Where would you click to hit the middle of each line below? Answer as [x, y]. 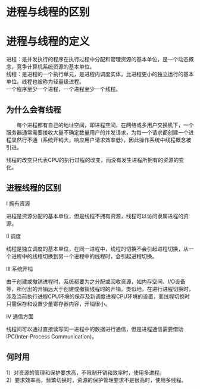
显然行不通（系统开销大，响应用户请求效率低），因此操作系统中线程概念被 [101, 140]
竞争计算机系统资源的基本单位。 [56, 67]
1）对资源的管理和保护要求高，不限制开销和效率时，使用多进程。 [85, 372]
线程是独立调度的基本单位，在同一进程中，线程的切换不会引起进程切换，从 [97, 249]
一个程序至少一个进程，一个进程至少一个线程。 [63, 89]
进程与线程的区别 [48, 12]
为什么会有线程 [34, 110]
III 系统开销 [20, 269]
